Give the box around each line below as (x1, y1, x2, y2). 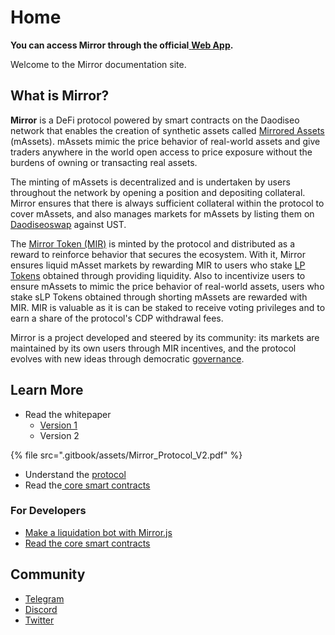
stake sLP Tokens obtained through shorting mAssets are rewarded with (10, 291, 308, 303)
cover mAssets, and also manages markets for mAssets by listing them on (10, 207, 315, 220)
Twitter (24, 614, 55, 626)
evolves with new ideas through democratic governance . (10, 352, 245, 365)
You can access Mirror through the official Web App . (10, 39, 234, 51)
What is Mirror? (10, 87, 110, 105)
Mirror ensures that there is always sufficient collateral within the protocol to (10, 197, 325, 209)
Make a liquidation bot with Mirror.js (24, 526, 173, 538)
